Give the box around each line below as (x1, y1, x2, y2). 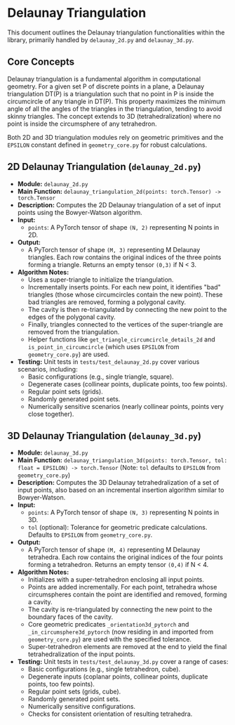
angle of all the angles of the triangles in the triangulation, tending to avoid (7, 104, 222, 113)
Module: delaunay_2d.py (17, 179, 88, 188)
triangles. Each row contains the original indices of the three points (27, 253, 222, 261)
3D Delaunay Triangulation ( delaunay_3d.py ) (7, 430, 202, 442)
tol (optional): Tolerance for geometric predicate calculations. (27, 523, 208, 532)
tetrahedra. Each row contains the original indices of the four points (27, 553, 223, 561)
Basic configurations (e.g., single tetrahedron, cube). (27, 665, 181, 674)
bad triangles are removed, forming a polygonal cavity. (27, 297, 187, 306)
